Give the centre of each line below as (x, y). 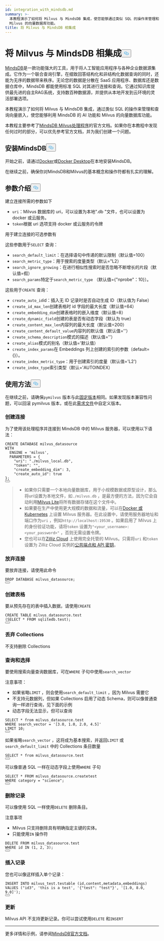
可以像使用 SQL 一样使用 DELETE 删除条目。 (48, 807)
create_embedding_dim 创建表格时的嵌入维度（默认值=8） (69, 312)
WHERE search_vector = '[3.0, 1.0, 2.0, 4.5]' (53, 724)
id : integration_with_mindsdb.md (39, 10)
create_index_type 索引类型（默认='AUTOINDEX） (62, 367)
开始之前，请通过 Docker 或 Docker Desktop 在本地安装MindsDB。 (70, 161)
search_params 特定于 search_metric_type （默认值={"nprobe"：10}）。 (82, 279)
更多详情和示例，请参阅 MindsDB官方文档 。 (48, 933)
